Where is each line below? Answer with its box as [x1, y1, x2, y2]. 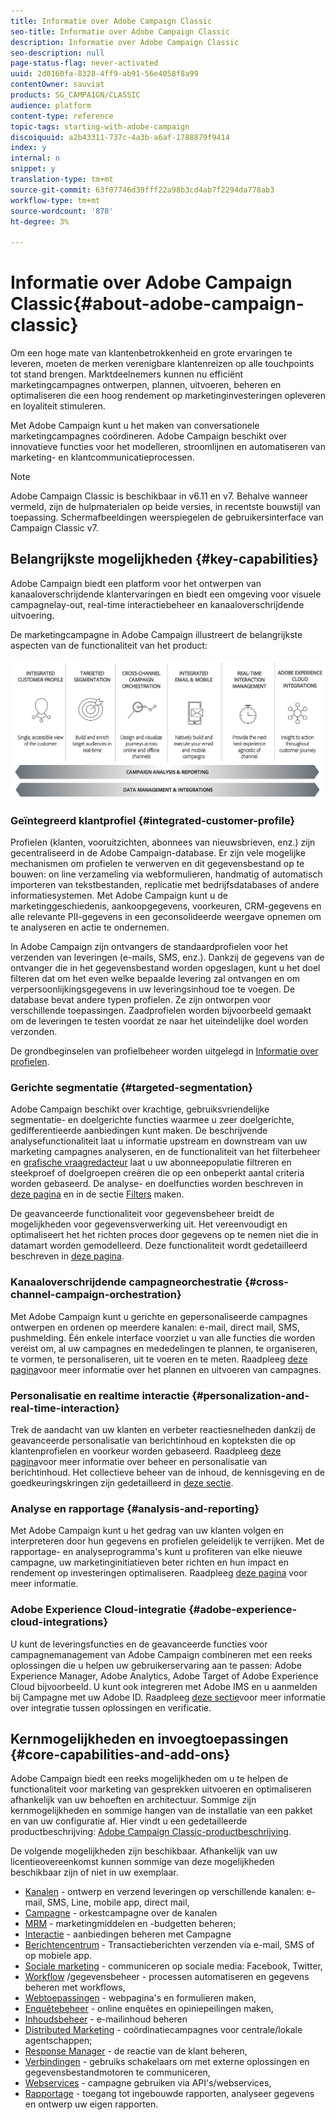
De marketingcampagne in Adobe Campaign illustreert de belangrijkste [10, 628, 303, 640]
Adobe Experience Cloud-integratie [10, 1603, 187, 1617]
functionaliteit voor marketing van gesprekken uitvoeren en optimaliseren [10, 1783, 312, 1795]
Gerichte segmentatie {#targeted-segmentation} [10, 1081, 253, 1095]
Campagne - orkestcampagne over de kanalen [24, 1907, 218, 1919]
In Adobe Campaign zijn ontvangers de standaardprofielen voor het [10, 941, 288, 953]
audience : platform [10, 100, 92, 110]
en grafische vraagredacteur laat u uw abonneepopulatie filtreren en [10, 1156, 292, 1169]
